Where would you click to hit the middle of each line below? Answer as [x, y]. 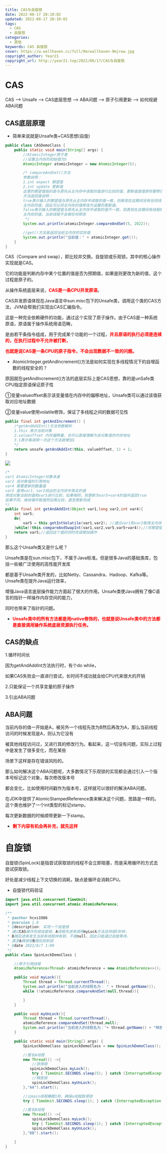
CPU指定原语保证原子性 [29, 385]
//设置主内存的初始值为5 [45, 159]
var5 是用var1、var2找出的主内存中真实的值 [45, 490]
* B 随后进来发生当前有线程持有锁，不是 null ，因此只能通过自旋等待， [69, 936]
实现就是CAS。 [21, 263]
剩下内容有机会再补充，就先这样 [45, 826]
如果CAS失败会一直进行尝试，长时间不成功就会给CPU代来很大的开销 [75, 676]
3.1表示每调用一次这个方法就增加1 [44, 440]
